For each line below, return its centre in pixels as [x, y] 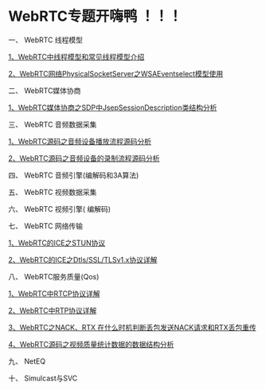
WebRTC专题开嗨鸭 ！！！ [95, 16]
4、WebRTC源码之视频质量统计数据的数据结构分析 [91, 344]
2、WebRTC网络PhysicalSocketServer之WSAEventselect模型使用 [116, 73]
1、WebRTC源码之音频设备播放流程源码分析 [80, 141]
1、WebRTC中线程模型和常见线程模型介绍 [76, 57]
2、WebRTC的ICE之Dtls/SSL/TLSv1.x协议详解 [83, 259]
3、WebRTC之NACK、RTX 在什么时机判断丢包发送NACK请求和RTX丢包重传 [132, 327]
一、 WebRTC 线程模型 [46, 40]
